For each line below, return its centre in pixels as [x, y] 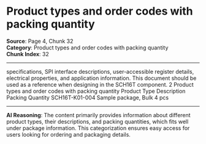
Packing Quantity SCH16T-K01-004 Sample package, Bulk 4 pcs [88, 97]
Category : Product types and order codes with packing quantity [87, 48]
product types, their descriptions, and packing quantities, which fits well [97, 121]
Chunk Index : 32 [28, 54]
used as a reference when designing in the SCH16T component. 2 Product [100, 84]
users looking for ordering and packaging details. [68, 134]
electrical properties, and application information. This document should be [101, 78]
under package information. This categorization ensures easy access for [98, 128]
